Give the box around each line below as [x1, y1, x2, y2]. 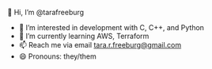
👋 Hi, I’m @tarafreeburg [7, 8, 85, 17]
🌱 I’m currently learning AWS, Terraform [18, 32, 150, 40]
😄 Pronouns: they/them [18, 52, 97, 61]
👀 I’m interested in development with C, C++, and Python [18, 23, 205, 32]
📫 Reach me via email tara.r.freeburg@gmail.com [18, 40, 182, 49]
